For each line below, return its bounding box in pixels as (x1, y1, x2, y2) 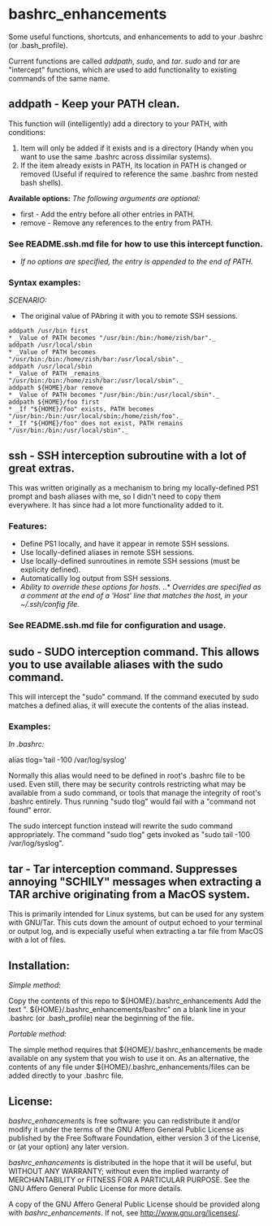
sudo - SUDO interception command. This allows (8, 644, 260, 659)
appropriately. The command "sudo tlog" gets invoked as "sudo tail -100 (8, 830, 250, 840)
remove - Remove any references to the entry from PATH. (19, 217, 214, 228)
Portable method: (8, 1029, 67, 1039)
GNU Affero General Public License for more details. (8, 1183, 183, 1193)
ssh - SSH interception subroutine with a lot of (8, 448, 247, 462)
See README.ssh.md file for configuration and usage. (8, 620, 227, 631)
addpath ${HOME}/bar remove (8, 384, 104, 392)
